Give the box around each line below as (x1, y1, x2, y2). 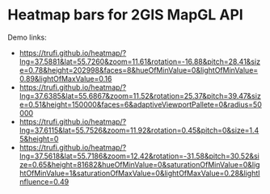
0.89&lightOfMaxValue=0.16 (19, 74, 112, 83)
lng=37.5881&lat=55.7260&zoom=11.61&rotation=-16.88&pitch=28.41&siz (19, 57, 260, 66)
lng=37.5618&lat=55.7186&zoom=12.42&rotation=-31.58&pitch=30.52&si (19, 151, 259, 161)
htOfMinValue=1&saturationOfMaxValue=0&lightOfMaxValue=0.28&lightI (19, 168, 260, 178)
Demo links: (7, 32, 48, 42)
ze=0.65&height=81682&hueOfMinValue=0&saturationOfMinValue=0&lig (19, 159, 260, 169)
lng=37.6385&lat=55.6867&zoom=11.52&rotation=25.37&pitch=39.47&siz (19, 91, 262, 100)
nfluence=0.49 (19, 176, 70, 187)
